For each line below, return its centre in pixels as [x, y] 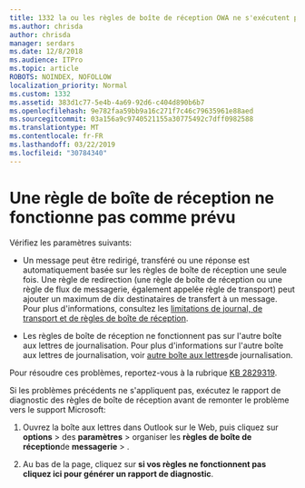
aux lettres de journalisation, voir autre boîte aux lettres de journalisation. [157, 354]
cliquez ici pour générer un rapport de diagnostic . [118, 473]
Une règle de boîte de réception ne [142, 198]
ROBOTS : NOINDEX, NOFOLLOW [60, 77]
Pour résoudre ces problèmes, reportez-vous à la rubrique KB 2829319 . [143, 373]
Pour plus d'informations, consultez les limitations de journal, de [143, 308]
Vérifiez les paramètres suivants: [71, 243]
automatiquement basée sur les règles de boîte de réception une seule [155, 270]
